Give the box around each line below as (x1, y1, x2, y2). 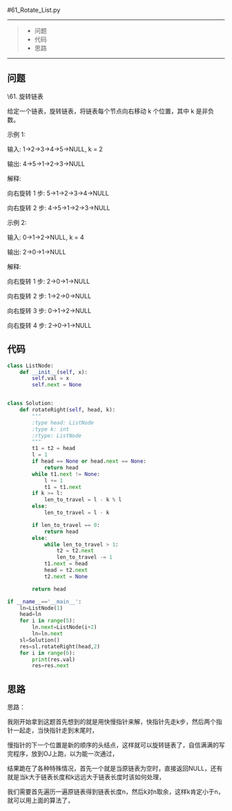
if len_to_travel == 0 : (32, 521, 100, 528)
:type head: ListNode (32, 419, 95, 426)
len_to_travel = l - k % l (43, 496, 122, 503)
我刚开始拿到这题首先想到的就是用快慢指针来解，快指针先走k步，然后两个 (7, 718, 216, 726)
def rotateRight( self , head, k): (19, 407, 116, 413)
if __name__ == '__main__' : (7, 598, 81, 605)
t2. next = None (43, 573, 88, 580)
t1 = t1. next (43, 483, 81, 490)
